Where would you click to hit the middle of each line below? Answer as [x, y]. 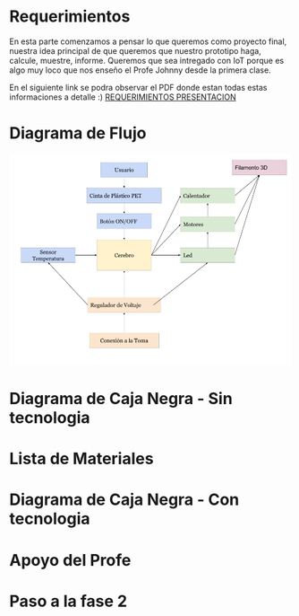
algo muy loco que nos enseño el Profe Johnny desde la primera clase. [140, 70]
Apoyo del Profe [70, 560]
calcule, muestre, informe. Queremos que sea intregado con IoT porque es [147, 60]
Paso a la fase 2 [68, 601]
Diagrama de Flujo [78, 133]
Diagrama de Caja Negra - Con [124, 500]
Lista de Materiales [81, 459]
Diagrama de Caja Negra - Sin [121, 399]
